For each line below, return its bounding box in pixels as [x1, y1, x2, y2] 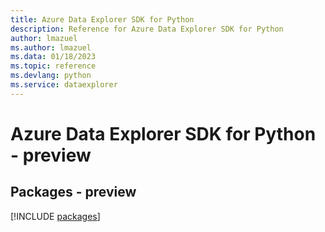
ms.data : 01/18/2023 [10, 52, 97, 62]
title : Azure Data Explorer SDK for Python [10, 14, 195, 25]
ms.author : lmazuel [10, 42, 92, 53]
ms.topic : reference [10, 61, 97, 71]
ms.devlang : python [10, 71, 92, 81]
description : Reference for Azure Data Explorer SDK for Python [10, 24, 284, 34]
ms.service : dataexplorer [10, 80, 118, 90]
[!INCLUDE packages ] [10, 210, 101, 222]
